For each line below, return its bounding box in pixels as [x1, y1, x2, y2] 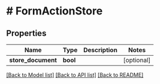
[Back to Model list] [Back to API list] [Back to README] [6, 71, 144, 79]
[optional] [123, 56, 151, 64]
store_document [9, 56, 57, 64]
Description [83, 46, 118, 54]
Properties [6, 28, 47, 38]
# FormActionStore [6, 4, 103, 18]
